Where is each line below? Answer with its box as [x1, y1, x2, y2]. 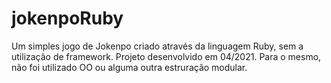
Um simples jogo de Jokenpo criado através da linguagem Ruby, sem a [11, 40, 304, 52]
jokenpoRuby [11, 7, 124, 30]
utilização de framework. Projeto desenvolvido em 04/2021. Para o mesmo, [11, 50, 322, 62]
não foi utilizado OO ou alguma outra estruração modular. [11, 61, 248, 73]
